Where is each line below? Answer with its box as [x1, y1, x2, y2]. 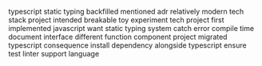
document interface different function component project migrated [8, 32, 228, 41]
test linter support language [8, 49, 100, 58]
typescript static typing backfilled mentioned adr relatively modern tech [8, 7, 244, 16]
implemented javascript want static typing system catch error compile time [8, 24, 254, 33]
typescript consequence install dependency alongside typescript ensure [8, 41, 247, 50]
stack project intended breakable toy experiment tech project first [8, 15, 225, 25]
